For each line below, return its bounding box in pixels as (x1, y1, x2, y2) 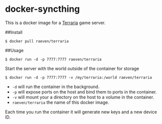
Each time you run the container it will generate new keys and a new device (5, 109, 158, 115)
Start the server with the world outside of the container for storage (5, 65, 139, 71)
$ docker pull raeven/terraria (5, 38, 69, 44)
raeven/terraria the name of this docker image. (12, 99, 109, 105)
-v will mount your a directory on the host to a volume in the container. (12, 94, 154, 100)
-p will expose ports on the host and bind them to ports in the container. (12, 89, 157, 94)
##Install (5, 29, 23, 35)
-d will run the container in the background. (12, 84, 100, 90)
